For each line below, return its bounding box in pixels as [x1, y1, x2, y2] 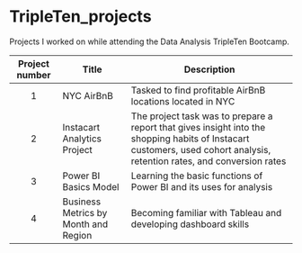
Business [62, 195, 102, 208]
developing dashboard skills [130, 218, 250, 230]
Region [62, 229, 93, 241]
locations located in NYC [130, 95, 235, 107]
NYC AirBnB [62, 89, 114, 102]
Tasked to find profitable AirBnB [130, 84, 266, 96]
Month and [62, 218, 109, 230]
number [16, 68, 51, 81]
